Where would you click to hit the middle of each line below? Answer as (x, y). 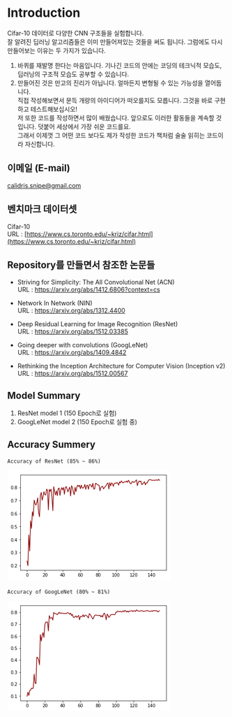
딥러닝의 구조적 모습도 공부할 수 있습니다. (73, 74)
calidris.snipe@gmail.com (44, 185)
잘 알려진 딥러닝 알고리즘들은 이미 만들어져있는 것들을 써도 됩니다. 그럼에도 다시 (115, 42)
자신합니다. (40, 144)
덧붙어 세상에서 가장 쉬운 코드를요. (84, 126)
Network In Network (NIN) (55, 303)
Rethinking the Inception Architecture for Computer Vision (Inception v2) (121, 366)
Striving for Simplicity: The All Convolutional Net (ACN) (96, 282)
